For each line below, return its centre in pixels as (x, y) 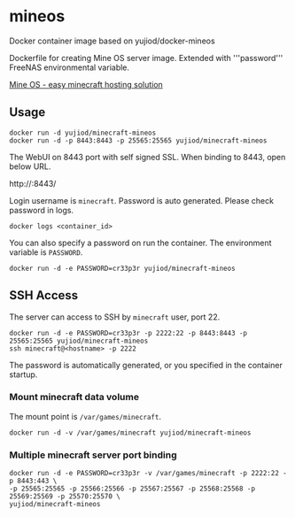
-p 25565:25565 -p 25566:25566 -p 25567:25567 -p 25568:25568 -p (132, 489)
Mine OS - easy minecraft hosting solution (86, 84)
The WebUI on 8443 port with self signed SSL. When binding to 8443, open (147, 157)
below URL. (30, 166)
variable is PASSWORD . (46, 252)
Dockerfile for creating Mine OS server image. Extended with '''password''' (146, 58)
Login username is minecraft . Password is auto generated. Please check (142, 200)
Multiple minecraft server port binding (93, 455)
